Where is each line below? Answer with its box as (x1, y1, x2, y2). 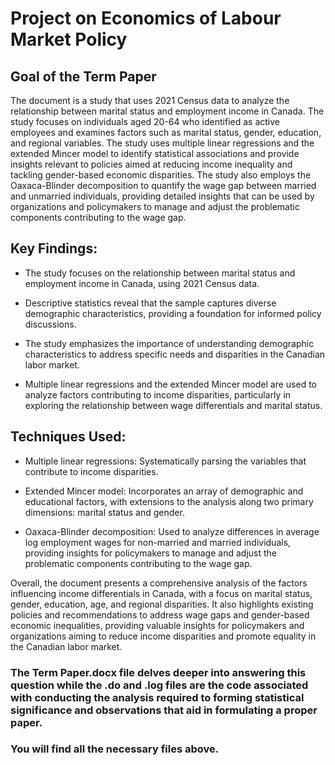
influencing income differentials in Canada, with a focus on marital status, (10, 587, 313, 599)
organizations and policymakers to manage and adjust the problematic (10, 201, 300, 212)
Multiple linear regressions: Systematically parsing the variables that (24, 455, 307, 467)
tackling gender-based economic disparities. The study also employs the (10, 169, 312, 181)
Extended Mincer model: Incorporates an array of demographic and (24, 485, 304, 497)
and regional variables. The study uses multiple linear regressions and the (10, 137, 315, 149)
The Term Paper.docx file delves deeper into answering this (10, 665, 307, 679)
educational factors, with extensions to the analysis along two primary (24, 495, 314, 507)
